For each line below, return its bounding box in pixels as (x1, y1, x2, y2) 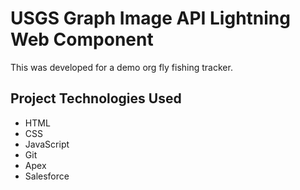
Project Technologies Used (10, 90, 182, 107)
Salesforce (24, 170, 70, 182)
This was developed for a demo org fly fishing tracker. (10, 61, 233, 73)
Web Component (10, 28, 154, 51)
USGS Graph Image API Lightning (10, 7, 291, 30)
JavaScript (24, 138, 70, 150)
